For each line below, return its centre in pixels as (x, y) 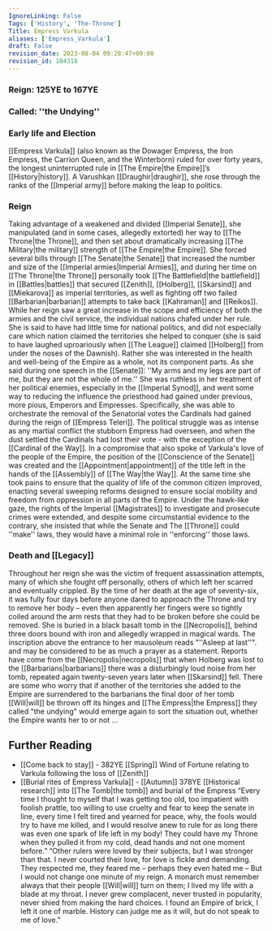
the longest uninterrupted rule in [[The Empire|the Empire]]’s (110, 168)
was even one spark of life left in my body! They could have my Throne (139, 834)
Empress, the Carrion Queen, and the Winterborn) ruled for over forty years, (136, 160)
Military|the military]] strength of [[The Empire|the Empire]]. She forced (127, 250)
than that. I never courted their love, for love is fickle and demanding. (136, 860)
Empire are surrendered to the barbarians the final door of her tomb (121, 694)
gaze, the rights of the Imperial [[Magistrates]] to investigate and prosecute (134, 509)
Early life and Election (52, 133)
